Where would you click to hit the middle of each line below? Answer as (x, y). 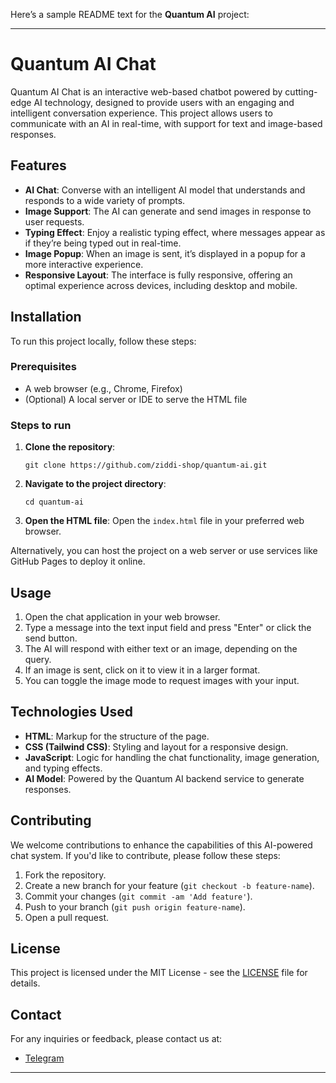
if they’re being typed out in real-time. (103, 243)
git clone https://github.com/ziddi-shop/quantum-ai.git (146, 465)
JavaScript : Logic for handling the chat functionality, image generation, (172, 757)
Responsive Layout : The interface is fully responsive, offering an (158, 275)
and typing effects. (63, 768)
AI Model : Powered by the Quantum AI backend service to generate (164, 778)
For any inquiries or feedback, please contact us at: (116, 1039)
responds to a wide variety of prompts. (105, 200)
